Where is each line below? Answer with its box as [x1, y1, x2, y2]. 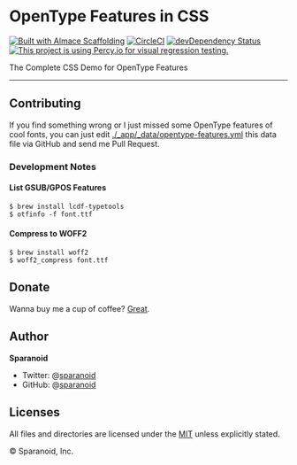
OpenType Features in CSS [9, 6, 209, 27]
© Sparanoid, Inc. [9, 446, 74, 456]
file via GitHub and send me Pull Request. [9, 138, 160, 149]
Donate [9, 280, 50, 295]
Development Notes [9, 160, 97, 173]
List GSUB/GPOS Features [9, 182, 107, 193]
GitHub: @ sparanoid [21, 379, 96, 390]
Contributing [9, 96, 81, 112]
